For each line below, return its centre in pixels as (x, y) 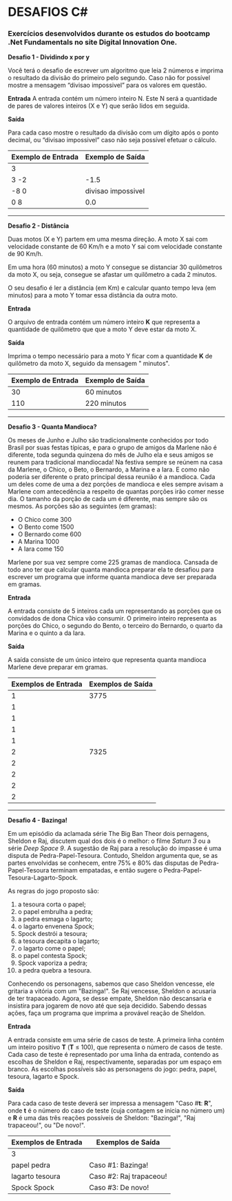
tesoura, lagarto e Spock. (44, 1077)
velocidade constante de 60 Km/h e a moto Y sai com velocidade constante (115, 246)
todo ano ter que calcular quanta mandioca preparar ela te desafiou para (111, 569)
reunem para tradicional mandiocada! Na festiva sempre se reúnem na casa (115, 462)
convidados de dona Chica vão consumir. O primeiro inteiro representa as (113, 618)
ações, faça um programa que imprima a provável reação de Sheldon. (107, 1013)
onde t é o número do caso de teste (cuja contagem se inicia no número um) (116, 1111)
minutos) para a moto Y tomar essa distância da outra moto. (93, 295)
